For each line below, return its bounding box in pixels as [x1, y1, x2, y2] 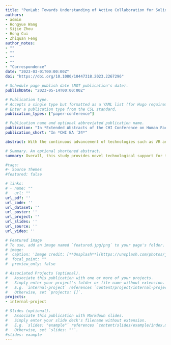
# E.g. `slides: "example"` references [5, 323, 95, 328]
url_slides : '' [5, 219, 38, 225]
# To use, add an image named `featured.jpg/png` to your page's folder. [5, 242, 165, 248]
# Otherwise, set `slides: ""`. [5, 327, 79, 332]
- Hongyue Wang [5, 21, 38, 27]
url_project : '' [5, 214, 40, 219]
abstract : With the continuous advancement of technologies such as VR [5, 139, 160, 144]
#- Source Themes [5, 167, 42, 172]
